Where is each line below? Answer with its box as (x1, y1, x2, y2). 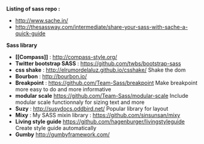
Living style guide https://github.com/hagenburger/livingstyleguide (15, 118, 185, 125)
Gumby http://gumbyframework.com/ (15, 131, 110, 138)
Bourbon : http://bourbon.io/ (15, 73, 87, 80)
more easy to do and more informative (15, 86, 111, 93)
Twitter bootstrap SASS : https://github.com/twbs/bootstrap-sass (15, 60, 181, 67)
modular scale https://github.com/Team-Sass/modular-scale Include (15, 92, 189, 99)
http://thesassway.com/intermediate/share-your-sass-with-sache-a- (15, 24, 188, 30)
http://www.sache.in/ (15, 17, 68, 24)
